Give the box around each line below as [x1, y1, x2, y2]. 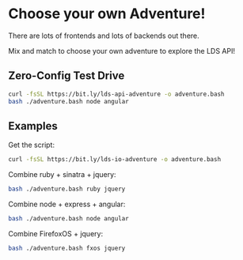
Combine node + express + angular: [8, 199, 126, 209]
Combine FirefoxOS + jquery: [8, 228, 104, 238]
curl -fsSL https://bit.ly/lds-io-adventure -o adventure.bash [8, 156, 222, 164]
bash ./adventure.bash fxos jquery [8, 244, 126, 252]
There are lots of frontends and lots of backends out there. [8, 31, 199, 40]
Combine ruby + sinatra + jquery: [8, 170, 116, 179]
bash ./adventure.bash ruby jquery [8, 185, 126, 194]
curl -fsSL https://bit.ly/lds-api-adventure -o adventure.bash [8, 90, 225, 98]
